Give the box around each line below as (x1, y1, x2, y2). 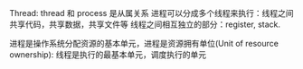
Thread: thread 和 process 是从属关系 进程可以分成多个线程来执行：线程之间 (9, 8, 294, 18)
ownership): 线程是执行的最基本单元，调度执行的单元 (9, 49, 207, 60)
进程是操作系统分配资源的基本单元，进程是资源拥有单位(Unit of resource (9, 39, 279, 48)
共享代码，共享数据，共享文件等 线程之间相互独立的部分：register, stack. (9, 19, 281, 30)
